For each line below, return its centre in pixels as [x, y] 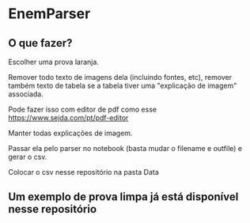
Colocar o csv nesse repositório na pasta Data [84, 172]
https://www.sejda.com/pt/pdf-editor [68, 118]
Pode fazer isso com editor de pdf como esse [82, 109]
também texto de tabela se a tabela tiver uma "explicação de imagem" [123, 85]
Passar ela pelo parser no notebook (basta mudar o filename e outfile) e [125, 148]
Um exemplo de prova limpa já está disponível [123, 197]
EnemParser [49, 14]
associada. [26, 94]
